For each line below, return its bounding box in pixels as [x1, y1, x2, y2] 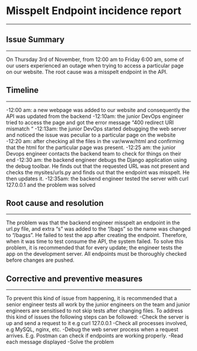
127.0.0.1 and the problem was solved [6, 181, 96, 188]
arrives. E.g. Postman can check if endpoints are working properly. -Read [6, 332, 184, 339]
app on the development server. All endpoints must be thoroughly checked [6, 251, 186, 258]
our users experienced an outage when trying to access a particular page [6, 62, 184, 69]
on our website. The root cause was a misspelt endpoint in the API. [6, 68, 168, 75]
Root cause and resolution [6, 198, 104, 208]
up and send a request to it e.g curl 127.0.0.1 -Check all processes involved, [6, 320, 188, 327]
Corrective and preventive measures [6, 274, 143, 283]
